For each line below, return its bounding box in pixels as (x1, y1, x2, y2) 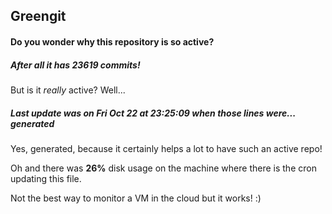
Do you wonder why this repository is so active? (10, 35, 215, 48)
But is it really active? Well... (10, 84, 126, 96)
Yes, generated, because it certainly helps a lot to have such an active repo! (10, 142, 323, 154)
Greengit (10, 8, 67, 25)
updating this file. (10, 172, 82, 184)
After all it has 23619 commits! (10, 59, 141, 71)
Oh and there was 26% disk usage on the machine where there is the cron (10, 162, 317, 174)
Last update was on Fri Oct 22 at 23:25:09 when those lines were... (10, 107, 296, 119)
